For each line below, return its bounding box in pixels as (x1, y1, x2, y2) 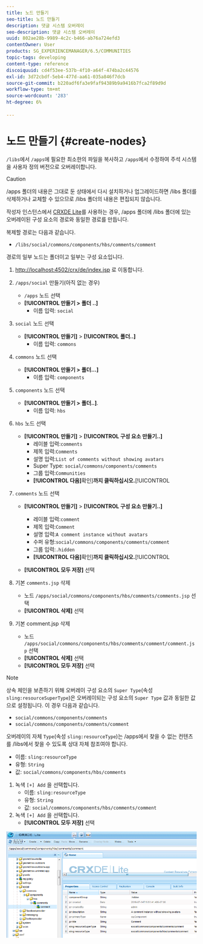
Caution (6, 175, 26, 182)
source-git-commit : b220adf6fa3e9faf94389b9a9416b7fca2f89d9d (6, 80, 166, 86)
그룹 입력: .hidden (33, 546, 76, 553)
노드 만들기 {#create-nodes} (6, 134, 147, 148)
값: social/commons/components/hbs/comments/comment (24, 804, 157, 811)
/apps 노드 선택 (24, 291, 60, 299)
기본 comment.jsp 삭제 (14, 619, 71, 627)
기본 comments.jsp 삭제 (14, 579, 71, 586)
